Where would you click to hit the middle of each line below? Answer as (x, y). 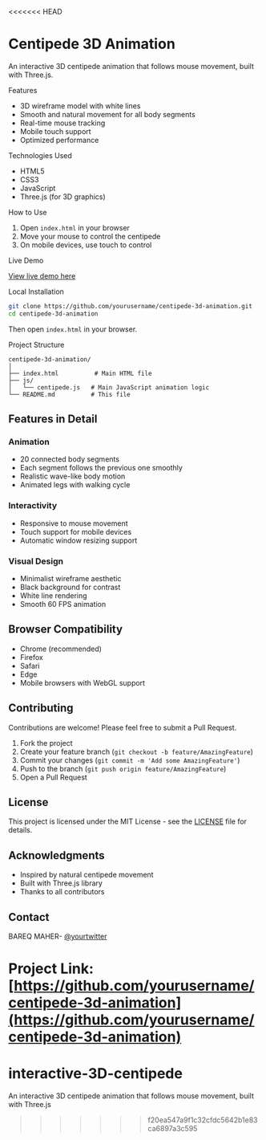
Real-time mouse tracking (62, 123)
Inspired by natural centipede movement (87, 875)
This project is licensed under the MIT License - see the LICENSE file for (127, 821)
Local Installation (36, 291)
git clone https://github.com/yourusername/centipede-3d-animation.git (130, 306)
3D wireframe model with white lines (80, 106)
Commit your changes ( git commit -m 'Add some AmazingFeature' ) (130, 760)
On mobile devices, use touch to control (86, 245)
